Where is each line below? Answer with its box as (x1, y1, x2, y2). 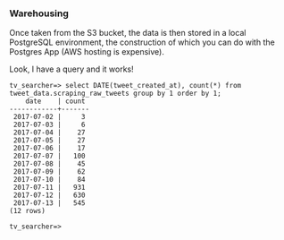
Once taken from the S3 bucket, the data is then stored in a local (9, 28, 246, 39)
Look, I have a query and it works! (9, 64, 134, 74)
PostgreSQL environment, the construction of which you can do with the (9, 37, 275, 47)
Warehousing (9, 7, 70, 20)
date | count (25, 97, 87, 106)
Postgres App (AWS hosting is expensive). (9, 47, 165, 57)
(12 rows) (9, 207, 46, 216)
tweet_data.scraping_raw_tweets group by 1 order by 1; (9, 89, 221, 99)
